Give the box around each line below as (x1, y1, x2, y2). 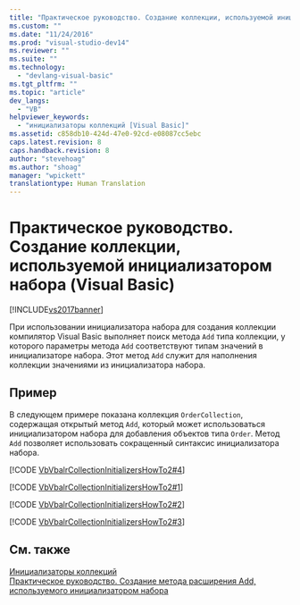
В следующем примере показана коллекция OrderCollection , (9, 408, 244, 420)
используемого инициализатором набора (9, 584, 169, 595)
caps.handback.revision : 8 (9, 146, 110, 155)
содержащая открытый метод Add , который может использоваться (9, 418, 266, 429)
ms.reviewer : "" (9, 46, 70, 55)
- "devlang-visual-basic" (17, 71, 114, 80)
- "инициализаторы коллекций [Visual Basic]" (17, 122, 190, 130)
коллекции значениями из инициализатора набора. (9, 359, 206, 371)
